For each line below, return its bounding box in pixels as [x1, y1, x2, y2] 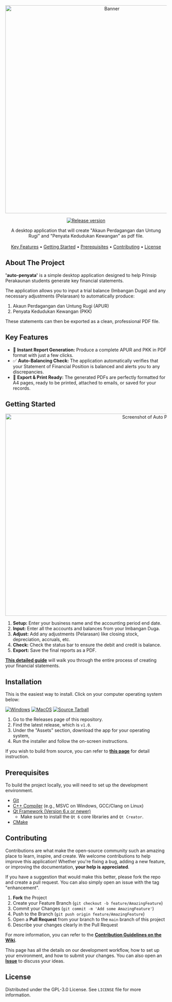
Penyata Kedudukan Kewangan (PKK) [12, 308, 92, 314]
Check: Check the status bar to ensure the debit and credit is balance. [12, 642, 161, 648]
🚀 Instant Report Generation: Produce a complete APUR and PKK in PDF [12, 347, 167, 353]
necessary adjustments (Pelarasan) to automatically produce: [5, 293, 135, 299]
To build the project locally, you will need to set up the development [5, 782, 148, 788]
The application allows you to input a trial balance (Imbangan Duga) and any [5, 287, 166, 293]
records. [12, 385, 31, 391]
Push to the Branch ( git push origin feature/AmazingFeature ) [12, 911, 145, 917]
